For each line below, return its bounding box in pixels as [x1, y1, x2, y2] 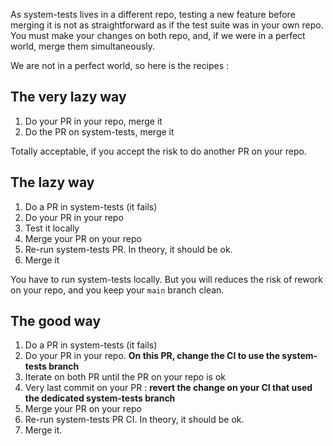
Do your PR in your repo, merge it [24, 115, 163, 127]
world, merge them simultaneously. [10, 40, 156, 52]
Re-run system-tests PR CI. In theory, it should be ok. [24, 414, 245, 426]
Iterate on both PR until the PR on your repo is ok [24, 371, 226, 383]
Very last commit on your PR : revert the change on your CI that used [24, 382, 313, 394]
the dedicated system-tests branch [24, 392, 176, 404]
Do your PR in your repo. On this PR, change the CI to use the [24, 350, 281, 362]
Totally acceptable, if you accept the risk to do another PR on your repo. [10, 145, 307, 157]
